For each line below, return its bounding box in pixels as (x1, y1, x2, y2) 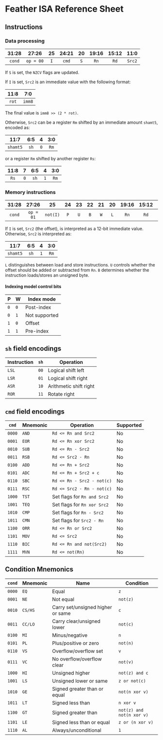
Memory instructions (5, 189, 56, 195)
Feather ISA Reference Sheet (5, 3, 124, 15)
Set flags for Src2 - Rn (52, 517, 104, 524)
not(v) (118, 659, 134, 664)
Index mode (28, 296, 56, 303)
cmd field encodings (5, 407, 65, 416)
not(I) (45, 212, 60, 218)
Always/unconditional (52, 727, 102, 734)
